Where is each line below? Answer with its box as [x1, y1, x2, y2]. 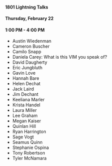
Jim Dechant [12, 91, 39, 97]
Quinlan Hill [12, 123, 36, 129]
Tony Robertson [12, 150, 45, 156]
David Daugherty [12, 59, 47, 65]
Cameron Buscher [12, 43, 50, 50]
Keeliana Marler [12, 97, 45, 103]
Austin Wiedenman [12, 38, 52, 44]
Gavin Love [12, 70, 36, 76]
